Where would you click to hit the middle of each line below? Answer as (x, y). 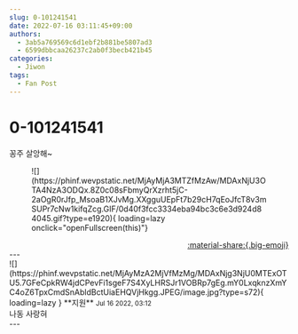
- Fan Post (37, 83)
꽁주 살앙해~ (31, 153)
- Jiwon (31, 68)
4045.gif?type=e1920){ (74, 218)
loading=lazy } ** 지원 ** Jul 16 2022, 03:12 (81, 302)
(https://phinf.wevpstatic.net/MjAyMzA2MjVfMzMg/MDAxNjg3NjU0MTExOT (148, 273)
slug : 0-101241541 (43, 17)
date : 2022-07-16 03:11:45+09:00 (71, 26)
